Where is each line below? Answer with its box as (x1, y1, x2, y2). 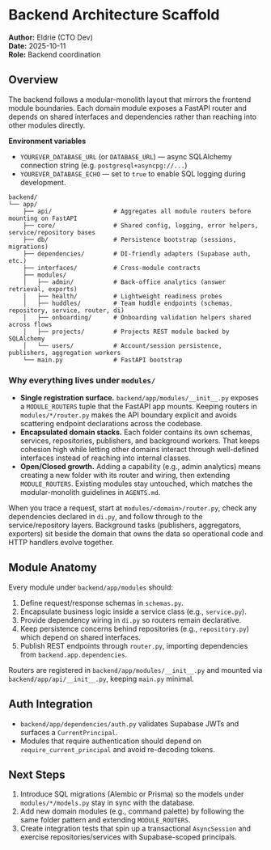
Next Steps (8, 768, 66, 782)
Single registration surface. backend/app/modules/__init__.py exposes (19, 393, 259, 403)
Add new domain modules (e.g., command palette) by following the (19, 806, 244, 816)
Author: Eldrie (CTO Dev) (8, 32, 93, 42)
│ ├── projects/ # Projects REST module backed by (23, 328, 230, 336)
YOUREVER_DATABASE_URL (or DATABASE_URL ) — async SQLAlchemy (19, 151, 232, 161)
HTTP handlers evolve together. (8, 538, 115, 548)
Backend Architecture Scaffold (8, 6, 220, 24)
